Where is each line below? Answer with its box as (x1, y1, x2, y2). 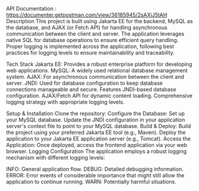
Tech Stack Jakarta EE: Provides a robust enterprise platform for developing (6, 61, 192, 68)
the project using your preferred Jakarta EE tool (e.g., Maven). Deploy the (6, 129, 186, 136)
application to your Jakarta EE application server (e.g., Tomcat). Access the (6, 135, 191, 142)
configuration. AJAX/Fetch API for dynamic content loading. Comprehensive (6, 92, 193, 99)
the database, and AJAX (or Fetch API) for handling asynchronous (6, 24, 168, 31)
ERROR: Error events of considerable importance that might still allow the (6, 172, 185, 179)
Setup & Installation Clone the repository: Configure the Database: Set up (6, 110, 185, 117)
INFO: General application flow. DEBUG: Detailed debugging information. (6, 165, 184, 173)
